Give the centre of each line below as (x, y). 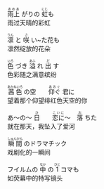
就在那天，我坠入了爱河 (41, 126)
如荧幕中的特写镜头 (35, 178)
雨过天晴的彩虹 (29, 22)
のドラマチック (45, 143)
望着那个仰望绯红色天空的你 (47, 100)
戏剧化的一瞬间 (29, 152)
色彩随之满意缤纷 (32, 74)
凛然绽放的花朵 (29, 48)
